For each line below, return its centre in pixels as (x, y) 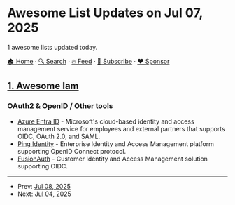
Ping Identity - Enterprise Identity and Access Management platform (116, 144)
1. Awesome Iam (43, 86)
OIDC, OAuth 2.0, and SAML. (59, 136)
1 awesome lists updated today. (52, 47)
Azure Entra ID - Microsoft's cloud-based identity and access (106, 121)
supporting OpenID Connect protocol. (72, 151)
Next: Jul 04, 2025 (44, 194)
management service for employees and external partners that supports (121, 128)
